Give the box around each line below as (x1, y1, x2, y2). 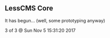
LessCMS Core (5, 4, 53, 13)
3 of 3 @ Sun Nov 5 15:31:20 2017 (5, 27, 76, 33)
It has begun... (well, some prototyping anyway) (5, 17, 105, 23)
